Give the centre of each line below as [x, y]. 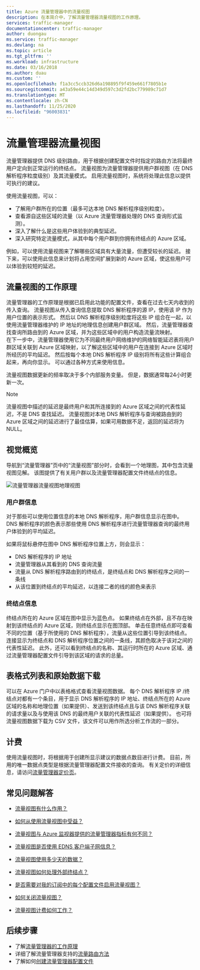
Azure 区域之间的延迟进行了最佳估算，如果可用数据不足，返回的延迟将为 [95, 421]
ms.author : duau [26, 73]
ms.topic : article [29, 51]
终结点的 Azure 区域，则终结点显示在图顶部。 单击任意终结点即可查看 [107, 625]
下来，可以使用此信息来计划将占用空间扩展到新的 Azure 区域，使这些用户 [96, 259]
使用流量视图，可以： [32, 196]
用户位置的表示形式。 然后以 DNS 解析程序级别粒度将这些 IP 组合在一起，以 [99, 317]
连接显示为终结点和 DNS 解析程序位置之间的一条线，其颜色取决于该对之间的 [99, 640]
